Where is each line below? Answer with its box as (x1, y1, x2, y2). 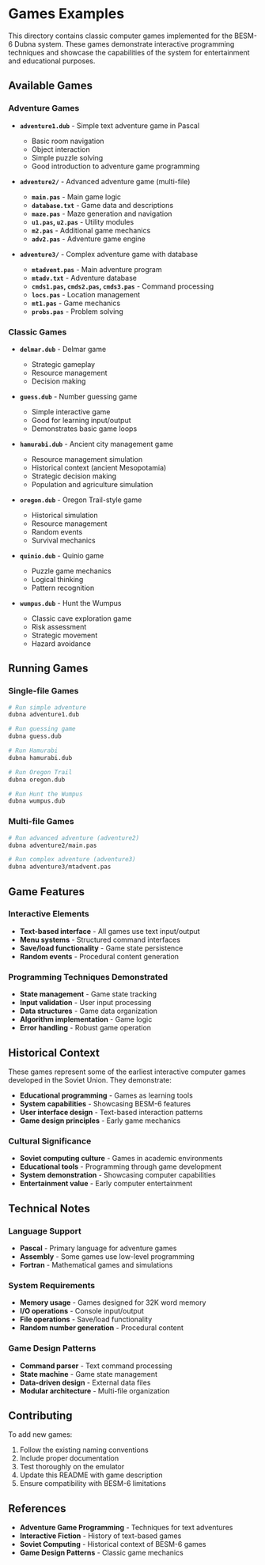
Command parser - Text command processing (19, 1361, 172, 1370)
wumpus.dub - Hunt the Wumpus (19, 598, 122, 607)
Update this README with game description (19, 1470, 164, 1480)
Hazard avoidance (31, 638, 91, 648)
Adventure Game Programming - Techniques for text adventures (19, 1523, 233, 1533)
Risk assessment (31, 622, 87, 631)
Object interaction (31, 144, 90, 154)
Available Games (8, 79, 93, 93)
